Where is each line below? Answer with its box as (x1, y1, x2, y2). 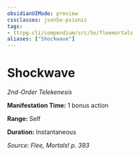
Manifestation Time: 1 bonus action (7, 101, 108, 110)
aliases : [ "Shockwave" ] (7, 36, 75, 43)
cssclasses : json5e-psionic (7, 16, 88, 23)
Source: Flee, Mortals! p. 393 (7, 142, 90, 150)
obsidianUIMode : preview (7, 10, 78, 17)
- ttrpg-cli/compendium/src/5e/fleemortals (7, 29, 134, 36)
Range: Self (7, 115, 41, 123)
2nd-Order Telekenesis (7, 88, 72, 96)
